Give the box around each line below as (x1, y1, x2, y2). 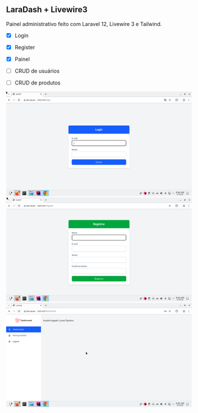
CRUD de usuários (14, 67, 60, 74)
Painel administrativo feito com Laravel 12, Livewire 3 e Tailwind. (6, 20, 162, 27)
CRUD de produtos (14, 79, 61, 86)
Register (14, 44, 35, 51)
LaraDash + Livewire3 (6, 5, 88, 15)
